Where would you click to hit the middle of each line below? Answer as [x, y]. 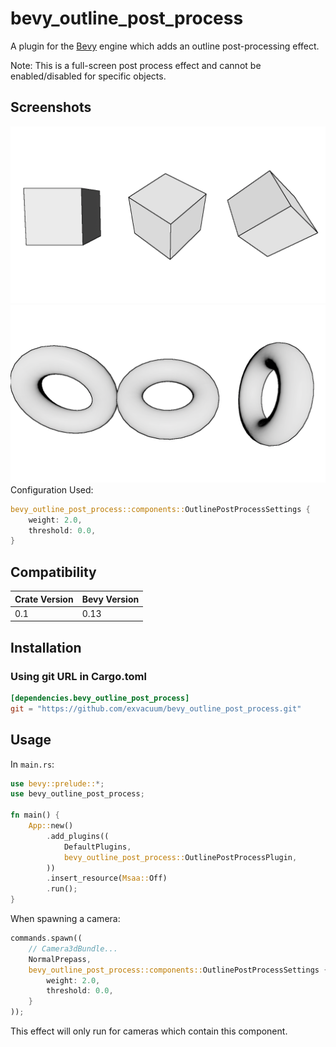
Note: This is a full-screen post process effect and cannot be [136, 65]
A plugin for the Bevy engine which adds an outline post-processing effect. [165, 46]
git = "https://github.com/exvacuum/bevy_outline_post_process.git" [156, 708]
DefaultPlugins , [97, 847]
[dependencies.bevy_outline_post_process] [100, 698]
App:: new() [51, 826]
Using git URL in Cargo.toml [78, 676]
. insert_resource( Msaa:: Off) [107, 878]
